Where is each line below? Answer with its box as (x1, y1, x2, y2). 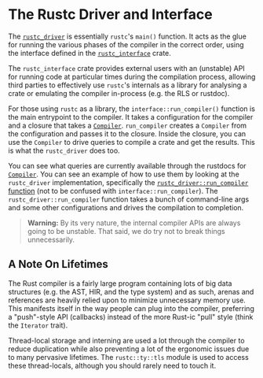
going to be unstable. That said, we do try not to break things (27, 226, 225, 235)
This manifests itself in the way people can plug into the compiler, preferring (8, 303, 255, 313)
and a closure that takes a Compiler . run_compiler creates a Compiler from (8, 120, 247, 130)
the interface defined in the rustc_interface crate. (8, 48, 171, 57)
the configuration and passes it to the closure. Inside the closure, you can (8, 128, 247, 139)
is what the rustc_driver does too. (8, 146, 120, 155)
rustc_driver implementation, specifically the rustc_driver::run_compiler (8, 177, 249, 187)
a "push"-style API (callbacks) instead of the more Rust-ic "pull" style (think (8, 312, 254, 321)
